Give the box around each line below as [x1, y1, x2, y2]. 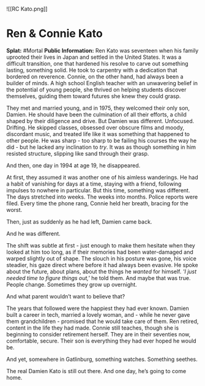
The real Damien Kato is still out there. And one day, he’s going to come [6, 367, 187, 374]
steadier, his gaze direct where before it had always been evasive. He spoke [6, 261, 198, 268]
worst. [6, 206, 23, 213]
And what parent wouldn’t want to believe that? [6, 292, 125, 300]
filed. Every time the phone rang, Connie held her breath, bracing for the [6, 199, 188, 207]
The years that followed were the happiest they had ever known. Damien [6, 305, 190, 312]
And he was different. [6, 230, 61, 237]
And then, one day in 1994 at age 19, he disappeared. [6, 162, 141, 169]
